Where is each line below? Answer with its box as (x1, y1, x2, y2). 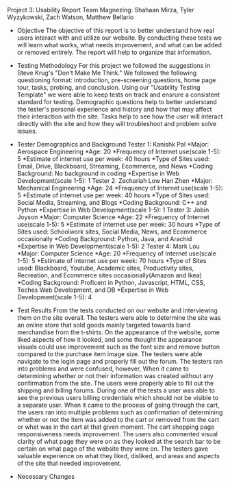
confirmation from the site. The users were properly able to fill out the (16, 379, 214, 387)
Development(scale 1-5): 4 (16, 293, 92, 301)
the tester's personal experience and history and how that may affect (16, 105, 212, 113)
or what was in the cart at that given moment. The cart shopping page (16, 423, 215, 431)
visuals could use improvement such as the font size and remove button (16, 342, 220, 351)
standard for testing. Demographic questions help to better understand (16, 98, 217, 105)
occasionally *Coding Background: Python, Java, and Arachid (16, 235, 192, 242)
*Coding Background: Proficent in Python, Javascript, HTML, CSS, (16, 279, 205, 286)
